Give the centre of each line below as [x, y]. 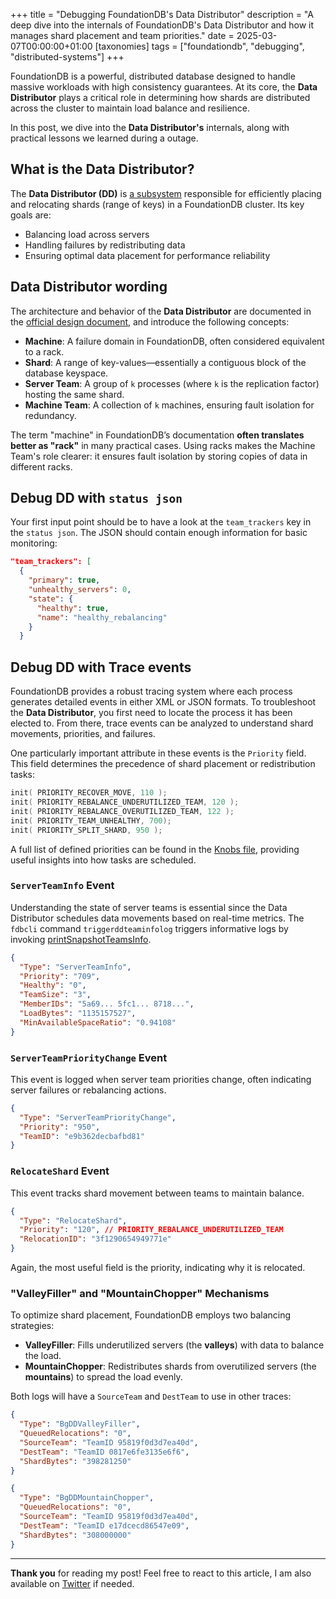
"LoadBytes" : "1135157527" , [78, 1014]
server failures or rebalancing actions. [88, 1090]
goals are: [31, 215]
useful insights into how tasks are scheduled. [103, 860]
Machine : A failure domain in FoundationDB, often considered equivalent [174, 341]
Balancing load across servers [87, 234]
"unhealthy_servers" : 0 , [80, 590]
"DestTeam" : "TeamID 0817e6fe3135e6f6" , [104, 1452]
